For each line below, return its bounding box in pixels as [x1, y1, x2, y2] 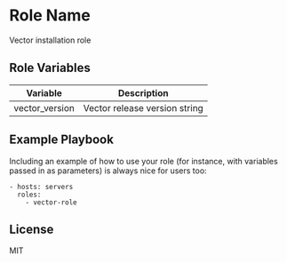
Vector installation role [9, 35, 92, 45]
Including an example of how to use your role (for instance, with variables [9, 155, 278, 166]
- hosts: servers [9, 182, 74, 191]
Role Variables [9, 60, 91, 76]
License [9, 221, 54, 236]
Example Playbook [9, 132, 114, 147]
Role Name [9, 5, 91, 26]
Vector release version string [83, 101, 204, 114]
